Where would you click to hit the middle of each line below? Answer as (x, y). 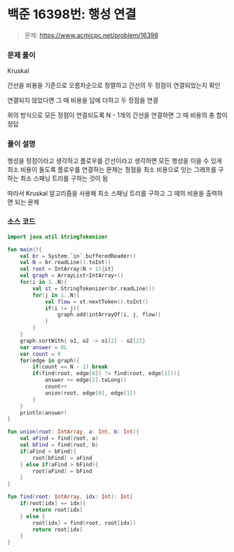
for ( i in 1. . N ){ (44, 282)
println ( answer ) (44, 413)
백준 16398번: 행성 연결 (72, 14)
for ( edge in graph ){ (50, 360)
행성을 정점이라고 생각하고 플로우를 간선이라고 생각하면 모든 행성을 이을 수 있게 (115, 160)
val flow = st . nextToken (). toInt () (97, 302)
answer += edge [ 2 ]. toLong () (86, 380)
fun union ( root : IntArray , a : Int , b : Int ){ (73, 432)
